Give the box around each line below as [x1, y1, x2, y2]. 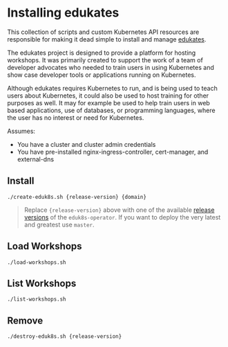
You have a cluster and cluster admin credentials [17, 140, 156, 148]
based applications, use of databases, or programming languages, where [7, 106, 216, 114]
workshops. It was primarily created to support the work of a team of [7, 55, 204, 64]
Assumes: [7, 127, 36, 135]
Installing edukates [7, 5, 120, 21]
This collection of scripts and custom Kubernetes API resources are [7, 28, 200, 36]
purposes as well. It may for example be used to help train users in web [7, 98, 211, 107]
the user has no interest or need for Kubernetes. [7, 113, 144, 122]
